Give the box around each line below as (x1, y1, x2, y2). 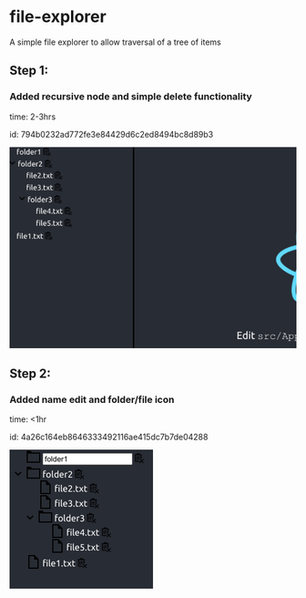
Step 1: (9, 63, 49, 78)
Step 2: (9, 366, 52, 382)
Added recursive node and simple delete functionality (9, 90, 252, 103)
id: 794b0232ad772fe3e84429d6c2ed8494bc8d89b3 (9, 129, 214, 139)
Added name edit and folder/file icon (9, 393, 175, 406)
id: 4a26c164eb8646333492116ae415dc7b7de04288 (9, 431, 209, 443)
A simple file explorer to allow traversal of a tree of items (9, 36, 221, 47)
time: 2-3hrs (9, 111, 56, 122)
